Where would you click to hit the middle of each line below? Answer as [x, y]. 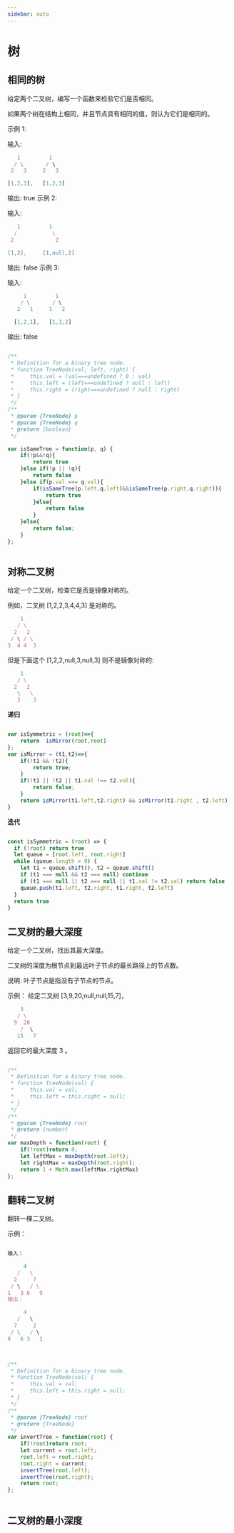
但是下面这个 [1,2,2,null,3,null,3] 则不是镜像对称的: [81, 660]
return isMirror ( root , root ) [63, 741]
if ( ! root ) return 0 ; [49, 1149]
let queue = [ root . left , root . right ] [70, 855]
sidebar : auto [29, 14]
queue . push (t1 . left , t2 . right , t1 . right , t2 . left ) [97, 888]
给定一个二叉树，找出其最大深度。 [57, 950]
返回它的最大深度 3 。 [39, 1050]
